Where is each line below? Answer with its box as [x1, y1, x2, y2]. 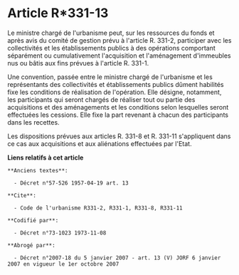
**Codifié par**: [7, 217, 59, 224]
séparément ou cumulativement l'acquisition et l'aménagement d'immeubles [7, 51, 231, 60]
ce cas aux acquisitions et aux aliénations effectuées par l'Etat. [7, 139, 192, 147]
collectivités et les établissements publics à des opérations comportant [7, 43, 216, 52]
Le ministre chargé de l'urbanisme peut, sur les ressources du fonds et [7, 28, 215, 37]
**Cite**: [7, 192, 37, 199]
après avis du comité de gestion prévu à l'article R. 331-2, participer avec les [7, 36, 232, 44]
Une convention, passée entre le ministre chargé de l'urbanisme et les [7, 73, 213, 81]
